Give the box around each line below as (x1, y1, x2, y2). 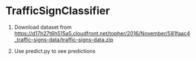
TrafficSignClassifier (5, 4, 110, 18)
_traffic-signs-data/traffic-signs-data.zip (14, 36, 114, 43)
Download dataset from (14, 24, 72, 31)
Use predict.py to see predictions (14, 47, 96, 54)
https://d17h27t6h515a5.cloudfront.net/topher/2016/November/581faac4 (14, 29, 191, 36)
